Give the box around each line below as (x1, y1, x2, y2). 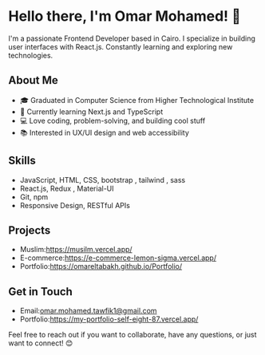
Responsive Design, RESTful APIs (19, 200, 130, 210)
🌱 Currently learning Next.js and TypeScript (19, 107, 164, 116)
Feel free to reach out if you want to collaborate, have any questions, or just (8, 330, 257, 340)
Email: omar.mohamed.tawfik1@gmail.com (19, 306, 157, 316)
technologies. (8, 50, 53, 60)
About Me (8, 73, 58, 87)
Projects (8, 223, 51, 237)
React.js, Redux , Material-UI (19, 183, 114, 193)
